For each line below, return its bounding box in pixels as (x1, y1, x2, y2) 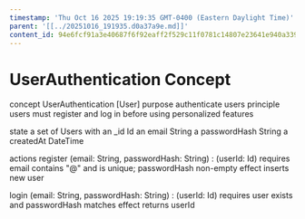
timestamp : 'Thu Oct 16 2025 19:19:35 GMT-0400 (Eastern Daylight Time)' (9, 13, 295, 23)
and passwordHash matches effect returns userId (9, 200, 195, 211)
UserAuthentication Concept (9, 69, 231, 90)
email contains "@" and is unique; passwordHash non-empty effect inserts (9, 163, 290, 174)
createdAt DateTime (9, 136, 84, 147)
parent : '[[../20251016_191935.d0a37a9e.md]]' (9, 22, 189, 31)
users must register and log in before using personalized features (9, 109, 254, 119)
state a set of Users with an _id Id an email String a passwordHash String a (9, 126, 289, 137)
